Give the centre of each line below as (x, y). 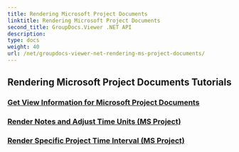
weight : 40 (23, 47)
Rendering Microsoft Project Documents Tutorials (119, 82)
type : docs (23, 40)
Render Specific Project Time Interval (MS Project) (96, 141)
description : (27, 34)
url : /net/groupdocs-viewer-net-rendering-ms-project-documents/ (106, 54)
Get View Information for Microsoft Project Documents (103, 102)
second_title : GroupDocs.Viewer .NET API (70, 27)
